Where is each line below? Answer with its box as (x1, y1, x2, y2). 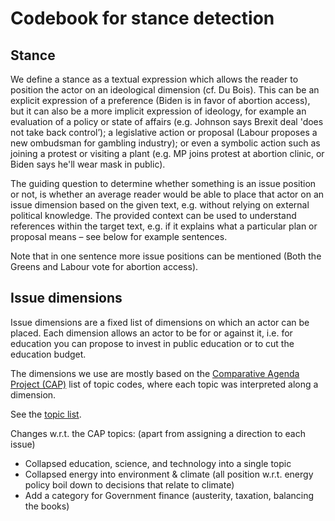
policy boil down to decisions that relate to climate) (24, 478, 235, 491)
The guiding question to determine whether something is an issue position (10, 178, 317, 189)
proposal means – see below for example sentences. (10, 231, 228, 242)
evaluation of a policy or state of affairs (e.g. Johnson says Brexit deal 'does (10, 116, 324, 127)
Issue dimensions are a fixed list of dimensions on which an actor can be (10, 316, 310, 328)
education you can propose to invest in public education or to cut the (10, 337, 295, 349)
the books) (24, 500, 70, 512)
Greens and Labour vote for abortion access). (10, 261, 199, 272)
